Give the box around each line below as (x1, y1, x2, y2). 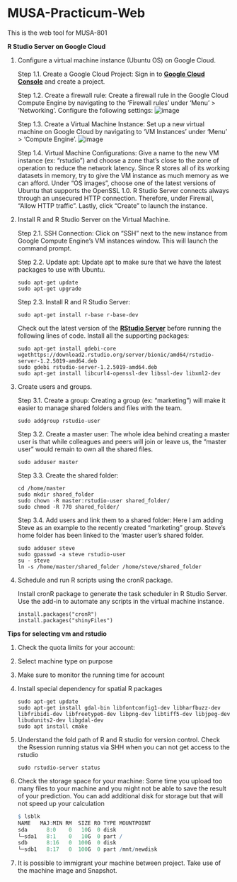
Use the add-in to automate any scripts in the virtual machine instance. (17, 597, 224, 605)
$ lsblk (17, 812, 40, 820)
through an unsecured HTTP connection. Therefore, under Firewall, (17, 194, 214, 202)
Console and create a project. (17, 77, 105, 86)
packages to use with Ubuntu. (17, 265, 105, 274)
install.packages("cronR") (17, 610, 98, 618)
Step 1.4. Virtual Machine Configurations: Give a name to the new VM (17, 148, 219, 157)
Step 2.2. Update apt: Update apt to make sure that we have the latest (17, 258, 221, 266)
